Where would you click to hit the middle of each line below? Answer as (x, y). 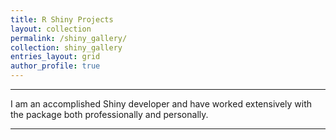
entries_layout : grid (55, 57)
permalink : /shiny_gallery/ (69, 38)
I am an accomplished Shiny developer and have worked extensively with (161, 104)
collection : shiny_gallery (66, 47)
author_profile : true (55, 66)
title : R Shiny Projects (62, 19)
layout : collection (51, 29)
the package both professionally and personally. (109, 114)
